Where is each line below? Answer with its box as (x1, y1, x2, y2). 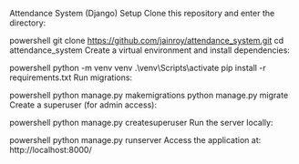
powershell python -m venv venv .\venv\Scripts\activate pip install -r (9, 63, 266, 73)
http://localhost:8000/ (9, 145, 93, 155)
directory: (9, 17, 46, 28)
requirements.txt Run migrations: (9, 72, 133, 83)
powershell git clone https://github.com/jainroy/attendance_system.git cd (9, 36, 284, 46)
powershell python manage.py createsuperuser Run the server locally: (9, 118, 273, 128)
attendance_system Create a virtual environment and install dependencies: (9, 45, 290, 56)
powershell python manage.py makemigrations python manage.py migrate (9, 90, 289, 100)
